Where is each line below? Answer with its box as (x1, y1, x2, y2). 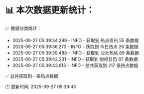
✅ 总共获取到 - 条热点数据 (5, 73, 59, 79)
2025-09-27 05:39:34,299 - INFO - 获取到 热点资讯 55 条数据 (12, 37, 139, 43)
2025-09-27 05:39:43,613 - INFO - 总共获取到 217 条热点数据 (12, 62, 139, 68)
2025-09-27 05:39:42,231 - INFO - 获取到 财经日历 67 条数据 (12, 56, 138, 62)
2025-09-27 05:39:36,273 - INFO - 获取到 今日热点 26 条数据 (12, 43, 139, 49)
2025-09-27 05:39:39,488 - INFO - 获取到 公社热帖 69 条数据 (12, 49, 140, 55)
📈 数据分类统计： (5, 25, 41, 31)
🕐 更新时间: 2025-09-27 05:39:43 (5, 83, 76, 89)
